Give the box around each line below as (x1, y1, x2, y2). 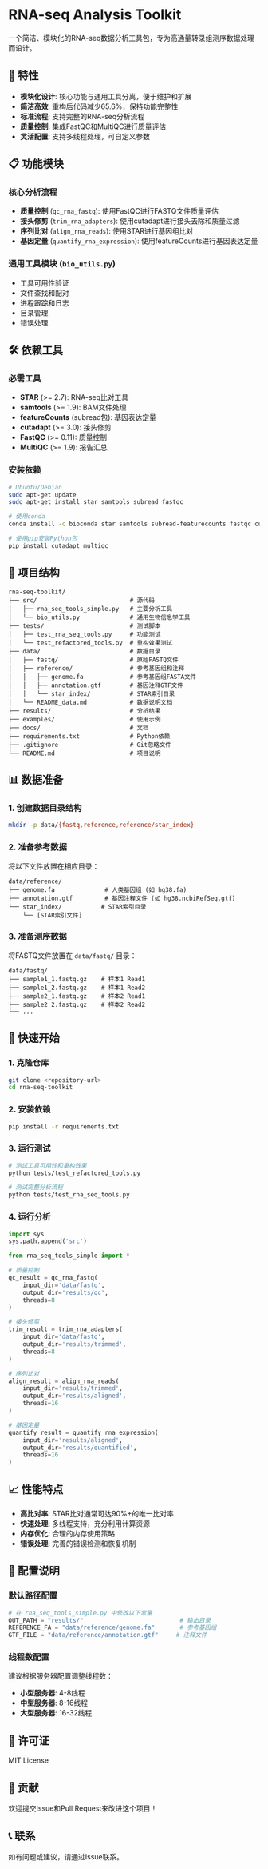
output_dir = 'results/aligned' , (22, 1392, 127, 1400)
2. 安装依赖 (8, 1104, 51, 1115)
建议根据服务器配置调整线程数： (8, 1671, 113, 1681)
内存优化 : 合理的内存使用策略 (19, 1528, 116, 1538)
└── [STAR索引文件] (22, 911, 82, 919)
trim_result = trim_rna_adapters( (8, 1325, 124, 1333)
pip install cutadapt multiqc (8, 541, 109, 549)
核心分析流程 (8, 186, 58, 198)
